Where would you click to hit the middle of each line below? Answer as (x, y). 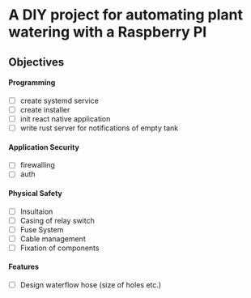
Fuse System (42, 229)
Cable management (53, 238)
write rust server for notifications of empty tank (99, 128)
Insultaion (36, 211)
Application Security (44, 147)
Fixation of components (60, 248)
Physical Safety (35, 193)
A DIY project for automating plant (126, 15)
